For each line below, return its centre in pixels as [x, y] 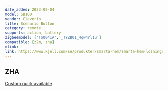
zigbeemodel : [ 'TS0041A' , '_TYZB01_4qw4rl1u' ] [53, 38]
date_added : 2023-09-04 [30, 10]
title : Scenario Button [30, 24]
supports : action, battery [33, 33]
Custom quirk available [29, 84]
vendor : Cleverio [23, 19]
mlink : [12, 47]
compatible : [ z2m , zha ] [30, 42]
